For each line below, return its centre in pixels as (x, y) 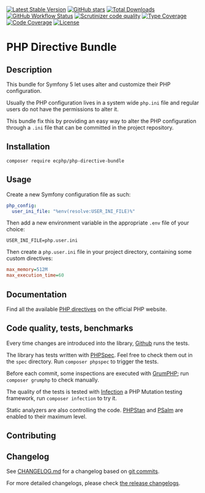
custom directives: (30, 258)
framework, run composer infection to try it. (62, 398)
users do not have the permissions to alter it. (63, 109)
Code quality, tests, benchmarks (70, 328)
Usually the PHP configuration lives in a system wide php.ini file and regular (103, 103)
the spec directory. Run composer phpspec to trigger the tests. (83, 361)
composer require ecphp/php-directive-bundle (65, 161)
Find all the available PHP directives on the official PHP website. (87, 309)
